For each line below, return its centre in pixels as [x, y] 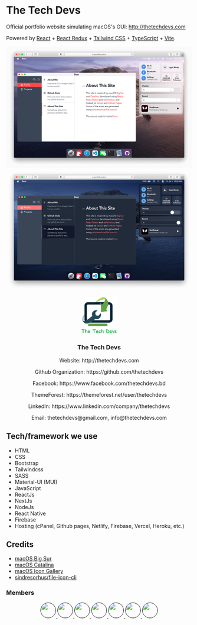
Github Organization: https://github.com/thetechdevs [99, 372]
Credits [20, 544]
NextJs [23, 501]
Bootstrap [27, 463]
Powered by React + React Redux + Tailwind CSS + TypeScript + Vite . [91, 38]
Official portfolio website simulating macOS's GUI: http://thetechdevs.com [96, 27]
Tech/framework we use [52, 436]
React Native [30, 513]
